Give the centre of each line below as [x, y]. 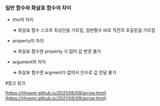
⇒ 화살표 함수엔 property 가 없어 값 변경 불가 [56, 51]
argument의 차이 [29, 62]
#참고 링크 [15, 83]
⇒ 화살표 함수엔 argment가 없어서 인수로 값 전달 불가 [64, 73]
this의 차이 [23, 20]
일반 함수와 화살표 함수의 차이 [38, 7]
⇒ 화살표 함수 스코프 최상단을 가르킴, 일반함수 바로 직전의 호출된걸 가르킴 [84, 30]
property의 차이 [28, 41]
